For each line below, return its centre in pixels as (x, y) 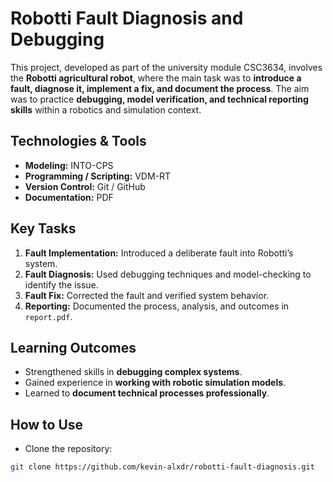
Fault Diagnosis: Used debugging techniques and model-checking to (168, 274)
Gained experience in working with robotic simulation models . (155, 383)
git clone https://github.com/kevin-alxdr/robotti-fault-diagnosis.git (162, 467)
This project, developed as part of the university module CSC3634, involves (166, 67)
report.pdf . (48, 316)
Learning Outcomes (73, 347)
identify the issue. (61, 284)
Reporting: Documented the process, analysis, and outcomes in (157, 306)
